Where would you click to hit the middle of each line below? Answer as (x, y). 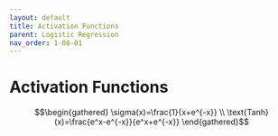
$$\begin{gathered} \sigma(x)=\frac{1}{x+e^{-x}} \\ (130, 113)
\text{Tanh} (248, 113)
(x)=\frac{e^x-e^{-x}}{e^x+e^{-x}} (117, 122)
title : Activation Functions (64, 26)
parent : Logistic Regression (64, 34)
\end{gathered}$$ (216, 122)
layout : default (40, 18)
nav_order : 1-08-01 (46, 43)
